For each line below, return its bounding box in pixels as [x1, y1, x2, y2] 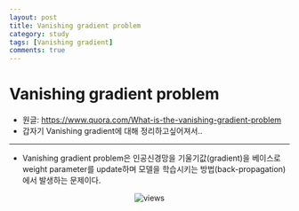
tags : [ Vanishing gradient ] [9, 37, 114, 47]
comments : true [9, 46, 66, 55]
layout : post [9, 12, 58, 22]
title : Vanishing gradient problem [9, 21, 141, 30]
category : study [9, 29, 69, 38]
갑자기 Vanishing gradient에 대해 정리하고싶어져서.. [21, 126, 203, 137]
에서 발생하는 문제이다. [21, 175, 101, 186]
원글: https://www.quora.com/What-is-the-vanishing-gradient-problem [21, 114, 282, 125]
